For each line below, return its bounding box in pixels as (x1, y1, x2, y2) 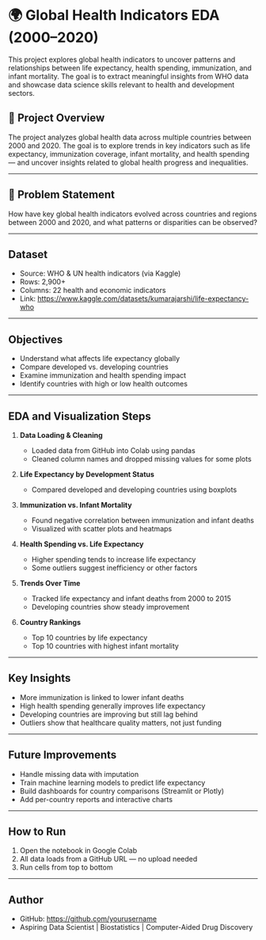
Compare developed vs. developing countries (19, 362, 169, 372)
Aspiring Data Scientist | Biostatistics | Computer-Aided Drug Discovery (19, 923, 253, 932)
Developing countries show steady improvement (31, 603, 190, 611)
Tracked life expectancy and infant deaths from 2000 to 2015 (31, 594, 231, 603)
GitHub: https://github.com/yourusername (19, 914, 157, 923)
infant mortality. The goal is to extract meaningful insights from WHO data (8, 71, 249, 81)
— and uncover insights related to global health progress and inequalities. (8, 158, 249, 167)
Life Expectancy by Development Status (19, 470, 154, 479)
